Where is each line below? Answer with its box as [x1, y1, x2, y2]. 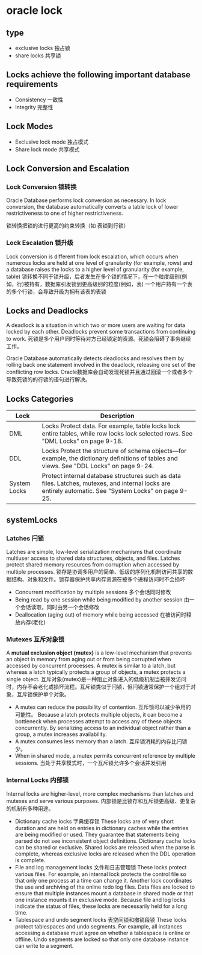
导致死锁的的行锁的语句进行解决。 [6, 376, 91, 383]
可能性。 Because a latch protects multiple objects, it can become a [14, 711, 183, 719]
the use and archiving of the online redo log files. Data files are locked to [14, 883, 195, 890]
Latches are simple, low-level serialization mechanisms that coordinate [6, 548, 182, 555]
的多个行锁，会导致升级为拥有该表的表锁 [6, 288, 106, 295]
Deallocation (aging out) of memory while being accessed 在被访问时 [14, 611, 186, 618]
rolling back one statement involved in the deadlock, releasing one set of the [6, 361, 196, 369]
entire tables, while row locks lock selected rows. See [41, 430, 193, 438]
